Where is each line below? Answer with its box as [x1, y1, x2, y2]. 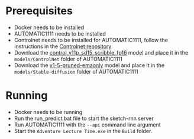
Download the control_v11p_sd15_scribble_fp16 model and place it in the [14, 49, 189, 56]
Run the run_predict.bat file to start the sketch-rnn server [14, 115, 154, 122]
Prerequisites [5, 4, 73, 18]
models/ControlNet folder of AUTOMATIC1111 [14, 55, 122, 62]
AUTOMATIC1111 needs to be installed [14, 30, 106, 37]
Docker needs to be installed [14, 24, 85, 31]
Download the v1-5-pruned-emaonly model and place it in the [14, 61, 165, 69]
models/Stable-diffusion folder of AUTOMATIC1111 [14, 68, 138, 75]
